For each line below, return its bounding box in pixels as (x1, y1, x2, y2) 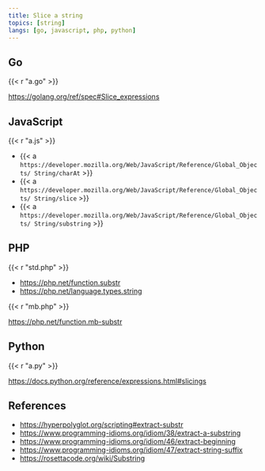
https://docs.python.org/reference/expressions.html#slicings (8, 376, 207, 386)
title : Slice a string (8, 11, 83, 20)
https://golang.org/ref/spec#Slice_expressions (8, 92, 160, 101)
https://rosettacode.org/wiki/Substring (19, 454, 146, 463)
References (8, 399, 66, 412)
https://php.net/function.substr (19, 278, 121, 287)
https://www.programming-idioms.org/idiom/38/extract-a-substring (19, 428, 241, 438)
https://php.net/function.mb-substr (8, 317, 123, 326)
